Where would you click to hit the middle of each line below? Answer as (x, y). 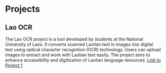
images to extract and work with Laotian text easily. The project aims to (78, 55)
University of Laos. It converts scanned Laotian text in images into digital (79, 44)
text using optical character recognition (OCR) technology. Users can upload (83, 50)
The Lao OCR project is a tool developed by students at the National (74, 39)
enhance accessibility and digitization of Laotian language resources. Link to (83, 60)
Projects (23, 9)
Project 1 (14, 65)
